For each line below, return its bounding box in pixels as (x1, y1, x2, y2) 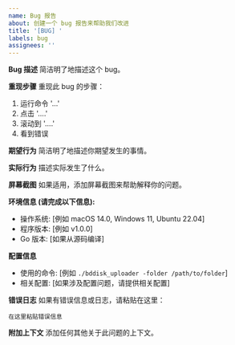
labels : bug (8, 34, 48, 43)
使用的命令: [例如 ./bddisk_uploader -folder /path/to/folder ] (19, 268, 229, 278)
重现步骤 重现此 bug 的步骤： (8, 82, 105, 91)
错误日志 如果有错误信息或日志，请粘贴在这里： (8, 295, 165, 305)
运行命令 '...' (19, 99, 60, 108)
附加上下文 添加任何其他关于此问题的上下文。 (8, 328, 158, 338)
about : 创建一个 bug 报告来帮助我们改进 (8, 19, 130, 27)
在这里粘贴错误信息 (8, 313, 63, 321)
